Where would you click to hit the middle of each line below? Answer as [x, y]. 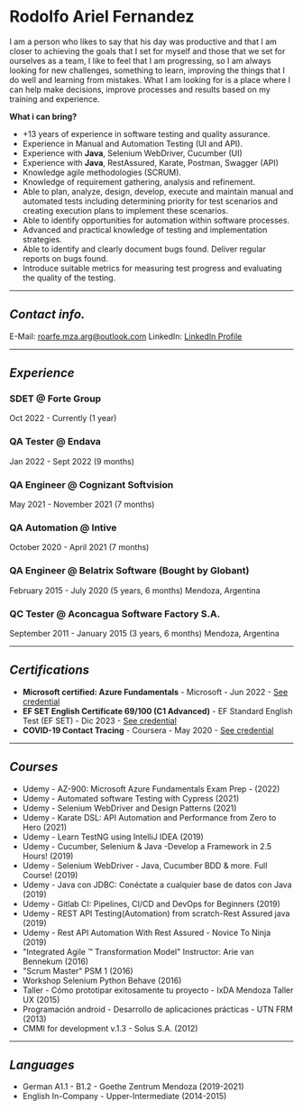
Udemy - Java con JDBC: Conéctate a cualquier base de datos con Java [157, 885]
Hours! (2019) [48, 856]
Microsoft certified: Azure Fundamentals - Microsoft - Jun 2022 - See [155, 692]
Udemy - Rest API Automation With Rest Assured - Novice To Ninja [147, 932]
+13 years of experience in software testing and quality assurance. [146, 133]
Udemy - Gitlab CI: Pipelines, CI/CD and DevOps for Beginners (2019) [151, 904]
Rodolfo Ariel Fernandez [102, 17]
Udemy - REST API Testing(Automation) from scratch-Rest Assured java [156, 913]
